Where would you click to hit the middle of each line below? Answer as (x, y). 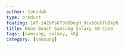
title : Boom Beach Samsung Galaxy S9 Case (60, 28)
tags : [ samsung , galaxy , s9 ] (42, 34)
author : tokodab (26, 12)
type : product (24, 17)
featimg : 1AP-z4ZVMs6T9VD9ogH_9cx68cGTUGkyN (62, 23)
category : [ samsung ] (32, 39)
